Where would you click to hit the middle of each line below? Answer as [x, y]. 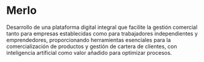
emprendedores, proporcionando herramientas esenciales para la [89, 40]
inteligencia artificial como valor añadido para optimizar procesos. [89, 52]
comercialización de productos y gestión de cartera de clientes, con [92, 46]
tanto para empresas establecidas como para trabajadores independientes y [102, 33]
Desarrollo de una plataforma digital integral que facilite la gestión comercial [102, 27]
